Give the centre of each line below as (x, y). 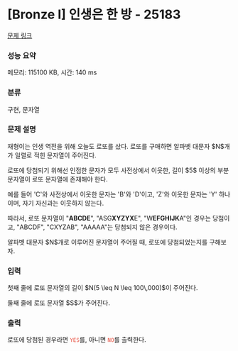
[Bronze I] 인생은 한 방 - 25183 (94, 15)
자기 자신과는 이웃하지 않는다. (63, 203)
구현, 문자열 (24, 109)
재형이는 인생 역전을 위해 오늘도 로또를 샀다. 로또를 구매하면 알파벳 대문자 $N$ (116, 146)
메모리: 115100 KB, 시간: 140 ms (52, 72)
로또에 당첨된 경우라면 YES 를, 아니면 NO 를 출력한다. (77, 340)
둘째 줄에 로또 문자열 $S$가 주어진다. (59, 303)
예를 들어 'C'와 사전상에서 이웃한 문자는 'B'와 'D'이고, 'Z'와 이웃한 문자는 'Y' (112, 194)
